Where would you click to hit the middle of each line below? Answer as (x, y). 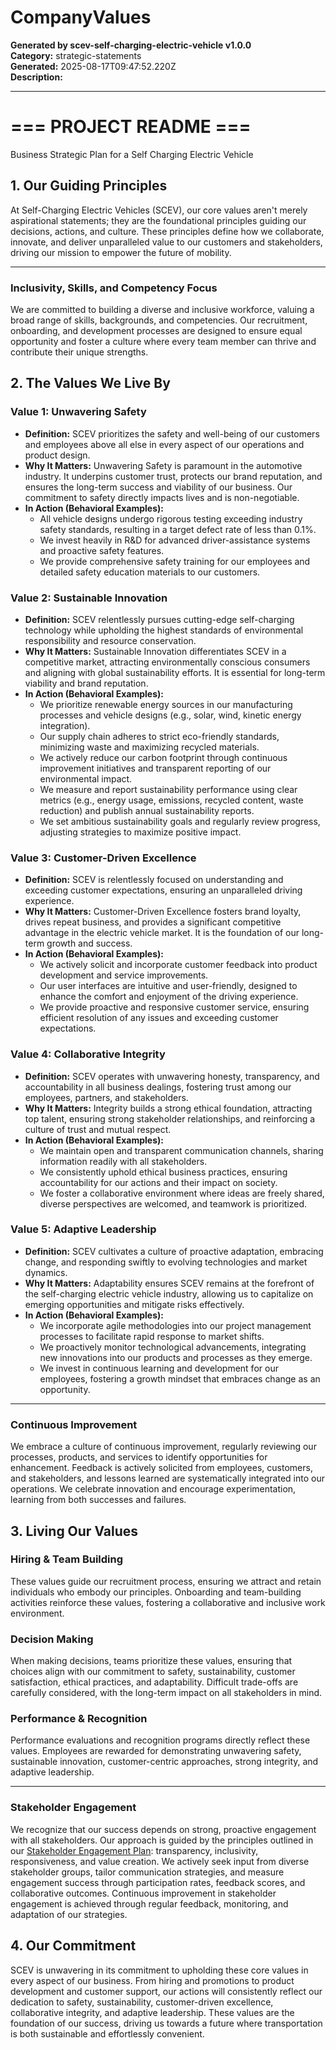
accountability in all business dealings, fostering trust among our (158, 1087)
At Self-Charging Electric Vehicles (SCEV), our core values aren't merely (159, 210)
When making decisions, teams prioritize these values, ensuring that (151, 1661)
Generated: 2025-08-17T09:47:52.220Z (93, 66)
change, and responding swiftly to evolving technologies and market (166, 1262)
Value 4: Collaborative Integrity (88, 1054)
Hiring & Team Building (67, 1559)
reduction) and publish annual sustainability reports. (147, 810)
